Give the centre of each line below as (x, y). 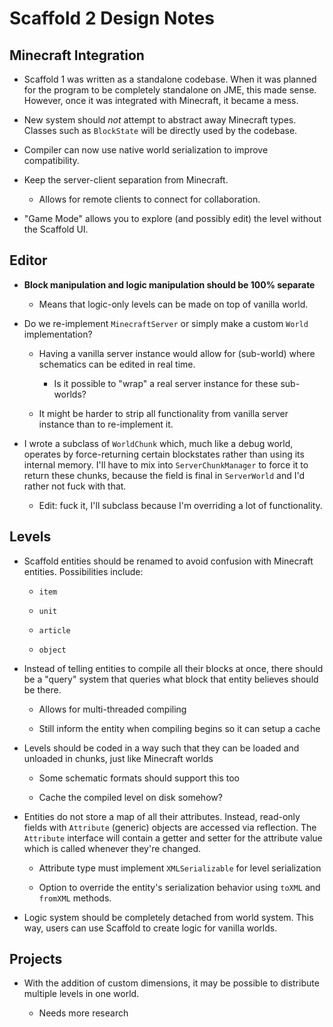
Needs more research (83, 1013)
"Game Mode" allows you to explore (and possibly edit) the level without (172, 218)
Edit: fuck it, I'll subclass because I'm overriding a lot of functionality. (180, 505)
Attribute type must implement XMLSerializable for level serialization (180, 868)
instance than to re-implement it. (106, 424)
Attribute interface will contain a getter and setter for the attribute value (173, 838)
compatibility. (51, 160)
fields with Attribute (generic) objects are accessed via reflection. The (170, 827)
